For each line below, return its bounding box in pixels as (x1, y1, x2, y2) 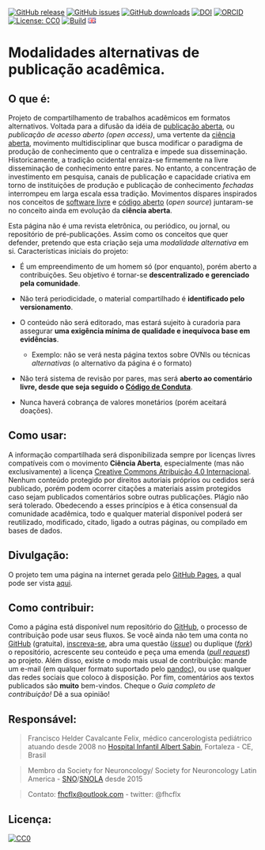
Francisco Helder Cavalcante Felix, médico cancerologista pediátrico (27, 733, 252, 743)
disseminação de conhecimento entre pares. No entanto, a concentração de (8, 163, 257, 173)
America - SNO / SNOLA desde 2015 (27, 774, 143, 784)
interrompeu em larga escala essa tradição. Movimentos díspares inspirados (8, 189, 257, 198)
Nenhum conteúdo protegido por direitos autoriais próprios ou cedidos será (8, 475, 255, 484)
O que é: (8, 92, 51, 105)
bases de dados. (8, 526, 62, 535)
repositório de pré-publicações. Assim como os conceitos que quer (8, 230, 229, 239)
